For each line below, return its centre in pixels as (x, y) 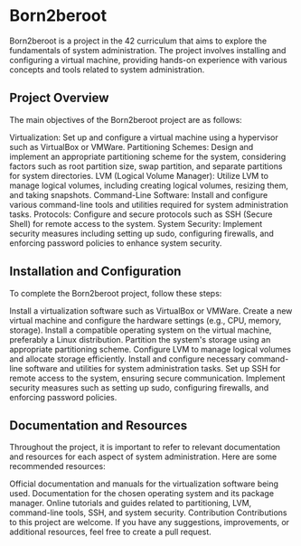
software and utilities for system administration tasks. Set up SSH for (153, 368)
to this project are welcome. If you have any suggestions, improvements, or (150, 522)
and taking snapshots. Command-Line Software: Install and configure (139, 194)
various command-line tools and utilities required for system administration (149, 204)
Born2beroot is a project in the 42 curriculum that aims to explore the (138, 41)
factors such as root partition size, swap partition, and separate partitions (146, 166)
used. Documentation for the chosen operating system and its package (141, 494)
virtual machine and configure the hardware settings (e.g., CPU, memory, (146, 320)
